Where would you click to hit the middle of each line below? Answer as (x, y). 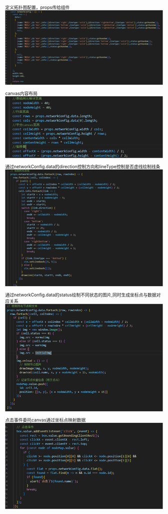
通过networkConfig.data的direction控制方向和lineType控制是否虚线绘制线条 (83, 167)
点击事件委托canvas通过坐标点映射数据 (45, 420)
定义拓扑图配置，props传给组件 (37, 7)
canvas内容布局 (21, 94)
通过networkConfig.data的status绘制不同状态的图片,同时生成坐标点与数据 (81, 295)
